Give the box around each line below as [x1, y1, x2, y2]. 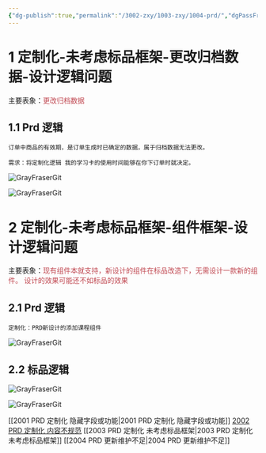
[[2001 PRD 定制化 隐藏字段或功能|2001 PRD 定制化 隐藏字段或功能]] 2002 [8, 416, 250, 425]
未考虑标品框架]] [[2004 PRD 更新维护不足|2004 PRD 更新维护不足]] [8, 436, 230, 445]
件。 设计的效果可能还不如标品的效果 [8, 276, 128, 285]
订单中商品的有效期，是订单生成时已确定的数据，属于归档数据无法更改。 [8, 144, 209, 152]
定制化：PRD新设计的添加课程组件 [8, 324, 101, 332]
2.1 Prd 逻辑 [8, 301, 66, 315]
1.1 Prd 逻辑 [8, 120, 63, 134]
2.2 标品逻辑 [8, 363, 70, 376]
